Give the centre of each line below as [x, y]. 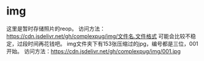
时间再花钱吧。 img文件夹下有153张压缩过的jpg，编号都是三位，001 [113, 43]
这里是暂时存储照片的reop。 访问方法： [56, 28]
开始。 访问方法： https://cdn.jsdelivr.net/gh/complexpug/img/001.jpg [93, 51]
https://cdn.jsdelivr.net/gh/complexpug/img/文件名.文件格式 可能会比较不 [99, 36]
